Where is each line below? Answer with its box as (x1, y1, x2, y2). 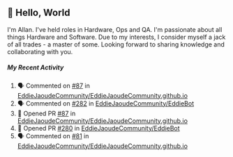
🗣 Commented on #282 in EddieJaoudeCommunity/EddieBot (17, 99, 194, 108)
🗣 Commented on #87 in (17, 81, 91, 90)
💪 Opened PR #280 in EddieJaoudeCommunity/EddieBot (17, 124, 180, 132)
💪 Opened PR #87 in (17, 109, 76, 117)
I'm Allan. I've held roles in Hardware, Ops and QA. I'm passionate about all (7, 25, 223, 33)
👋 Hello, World (7, 7, 70, 19)
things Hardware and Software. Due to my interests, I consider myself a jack (7, 33, 226, 41)
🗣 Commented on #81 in (17, 131, 89, 140)
